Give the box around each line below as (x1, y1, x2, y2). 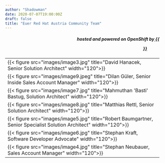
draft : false (5, 16, 32, 21)
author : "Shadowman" (5, 7, 47, 12)
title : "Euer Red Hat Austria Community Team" (5, 21, 102, 26)
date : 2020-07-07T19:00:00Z (5, 12, 63, 17)
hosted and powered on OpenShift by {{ (76, 36, 160, 42)
